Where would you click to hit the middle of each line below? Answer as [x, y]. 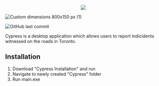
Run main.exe [26, 79]
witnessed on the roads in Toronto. [41, 41]
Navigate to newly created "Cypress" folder [57, 74]
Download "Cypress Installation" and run [54, 69]
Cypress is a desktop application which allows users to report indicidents [80, 36]
